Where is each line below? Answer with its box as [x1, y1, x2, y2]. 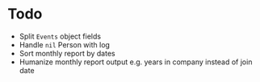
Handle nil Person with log [19, 39, 111, 49]
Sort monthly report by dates [19, 48, 115, 58]
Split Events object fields [19, 31, 102, 41]
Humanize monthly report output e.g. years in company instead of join [19, 57, 253, 67]
